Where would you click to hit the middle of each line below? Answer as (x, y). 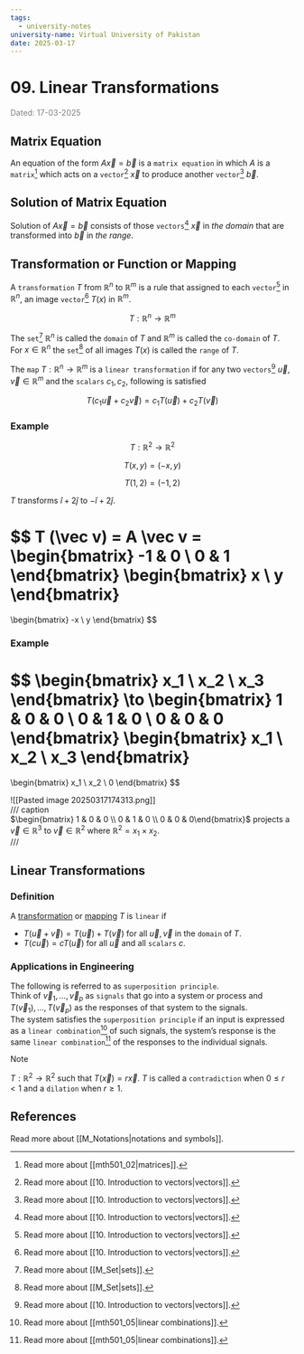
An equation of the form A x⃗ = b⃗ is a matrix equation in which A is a (140, 163)
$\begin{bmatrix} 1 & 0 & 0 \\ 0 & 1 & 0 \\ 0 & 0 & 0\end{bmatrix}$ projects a (150, 819)
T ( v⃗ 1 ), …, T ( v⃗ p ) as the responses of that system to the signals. (129, 1008)
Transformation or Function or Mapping (124, 264)
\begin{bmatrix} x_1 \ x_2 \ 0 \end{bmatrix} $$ (95, 782)
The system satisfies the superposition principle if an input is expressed (147, 1019)
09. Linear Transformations (115, 88)
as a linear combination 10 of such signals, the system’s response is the (143, 1029)
